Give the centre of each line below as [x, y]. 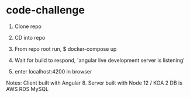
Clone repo [28, 26]
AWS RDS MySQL [27, 89]
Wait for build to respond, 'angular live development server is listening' [100, 60]
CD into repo [30, 37]
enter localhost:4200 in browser [53, 71]
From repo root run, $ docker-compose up [65, 49]
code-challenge [45, 10]
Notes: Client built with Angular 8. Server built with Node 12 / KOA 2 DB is [94, 83]
